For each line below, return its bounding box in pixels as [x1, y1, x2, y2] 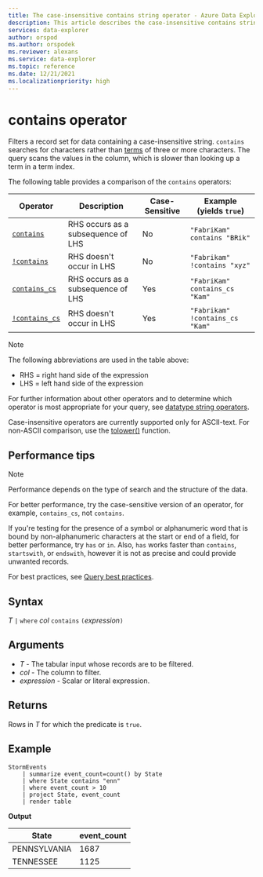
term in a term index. [8, 162, 75, 171]
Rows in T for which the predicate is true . [8, 719, 142, 729]
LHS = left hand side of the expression [19, 378, 143, 389]
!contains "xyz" [189, 261, 250, 270]
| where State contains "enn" [22, 777, 121, 785]
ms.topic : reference [8, 63, 76, 71]
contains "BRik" [189, 233, 250, 243]
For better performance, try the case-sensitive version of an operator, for [8, 500, 244, 510]
